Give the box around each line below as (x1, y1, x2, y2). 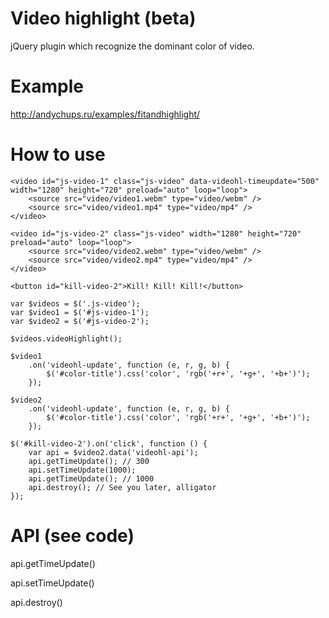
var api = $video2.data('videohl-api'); (28, 447, 199, 457)
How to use (10, 143, 106, 166)
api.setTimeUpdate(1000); (28, 465, 137, 475)
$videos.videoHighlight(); (10, 333, 123, 344)
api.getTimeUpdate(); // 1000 (28, 473, 155, 484)
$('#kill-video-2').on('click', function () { (10, 438, 208, 449)
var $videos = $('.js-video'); (10, 298, 141, 309)
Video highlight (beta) (10, 7, 197, 30)
